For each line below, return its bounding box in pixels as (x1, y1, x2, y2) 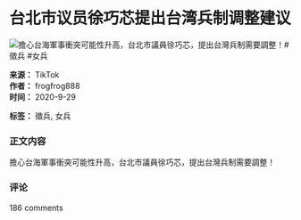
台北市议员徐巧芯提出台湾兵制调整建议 (9, 8, 292, 29)
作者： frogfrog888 (9, 80, 80, 91)
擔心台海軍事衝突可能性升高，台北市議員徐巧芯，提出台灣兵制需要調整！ (9, 157, 275, 167)
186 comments (9, 202, 64, 213)
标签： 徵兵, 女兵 (9, 110, 71, 121)
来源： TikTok (9, 69, 60, 80)
